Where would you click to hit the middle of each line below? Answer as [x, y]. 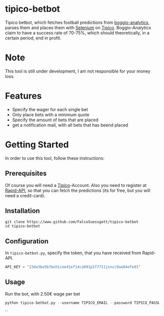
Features [23, 96]
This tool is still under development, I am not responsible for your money [78, 71]
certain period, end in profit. [33, 38]
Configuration [27, 241]
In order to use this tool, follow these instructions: [55, 158]
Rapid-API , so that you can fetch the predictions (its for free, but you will [78, 190]
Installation [22, 211]
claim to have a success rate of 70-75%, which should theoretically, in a [77, 33]
